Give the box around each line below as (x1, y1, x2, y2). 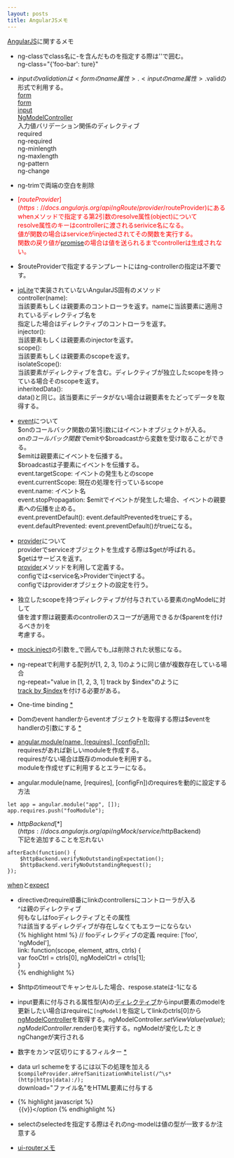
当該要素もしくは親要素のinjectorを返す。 (17, 336, 137, 344)
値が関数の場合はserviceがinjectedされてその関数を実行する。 (17, 229, 197, 238)
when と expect (7, 881, 49, 889)
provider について (17, 537, 67, 545)
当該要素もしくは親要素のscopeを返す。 (17, 352, 133, 360)
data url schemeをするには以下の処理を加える (17, 1062, 151, 1070)
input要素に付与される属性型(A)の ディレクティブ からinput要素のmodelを (17, 998, 226, 1006)
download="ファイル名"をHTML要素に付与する (17, 1083, 153, 1091)
